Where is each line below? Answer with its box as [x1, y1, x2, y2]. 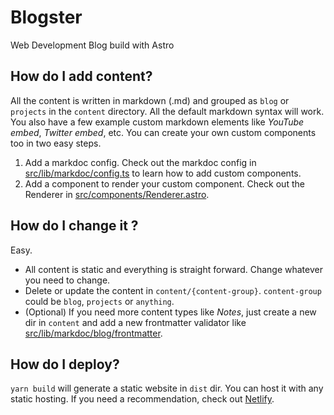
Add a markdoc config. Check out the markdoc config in [24, 156, 257, 168]
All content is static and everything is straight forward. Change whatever [24, 263, 323, 275]
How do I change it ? [10, 217, 139, 235]
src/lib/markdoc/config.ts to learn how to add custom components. [24, 167, 302, 179]
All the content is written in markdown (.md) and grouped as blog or [10, 94, 290, 106]
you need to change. [24, 274, 111, 286]
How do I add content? [10, 68, 153, 85]
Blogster [10, 6, 83, 29]
